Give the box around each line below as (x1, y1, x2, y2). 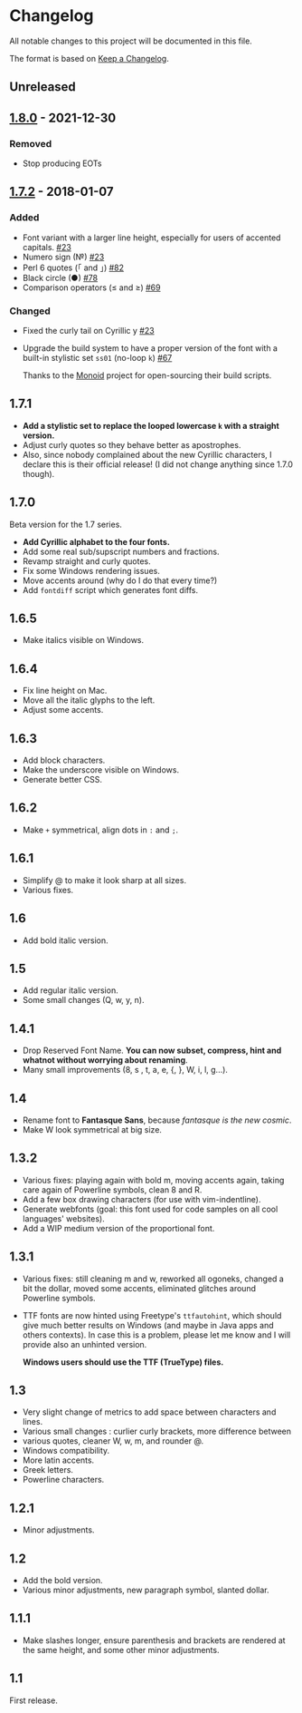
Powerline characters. (22, 1475, 105, 1485)
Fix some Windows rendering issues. (22, 565, 160, 576)
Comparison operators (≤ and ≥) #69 (22, 282, 161, 293)
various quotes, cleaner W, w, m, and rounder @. (22, 1436, 204, 1446)
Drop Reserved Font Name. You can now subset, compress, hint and (22, 1045, 282, 1056)
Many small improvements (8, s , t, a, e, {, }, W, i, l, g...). (22, 1065, 229, 1075)
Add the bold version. (22, 1575, 103, 1585)
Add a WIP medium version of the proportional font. (22, 1222, 215, 1233)
